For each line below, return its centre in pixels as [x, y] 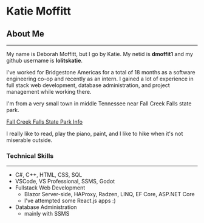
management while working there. [49, 92]
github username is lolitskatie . [45, 60]
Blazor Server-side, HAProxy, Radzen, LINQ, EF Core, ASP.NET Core [110, 194]
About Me [25, 34]
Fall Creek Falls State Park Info [45, 122]
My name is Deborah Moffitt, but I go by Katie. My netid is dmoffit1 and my [100, 54]
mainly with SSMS [47, 214]
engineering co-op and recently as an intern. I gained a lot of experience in [100, 79]
